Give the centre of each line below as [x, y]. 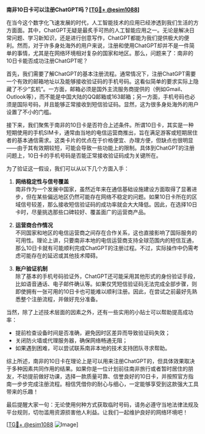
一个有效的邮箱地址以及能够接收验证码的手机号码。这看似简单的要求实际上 [100, 81]
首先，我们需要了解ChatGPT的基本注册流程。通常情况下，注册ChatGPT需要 [101, 74]
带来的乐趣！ [22, 392]
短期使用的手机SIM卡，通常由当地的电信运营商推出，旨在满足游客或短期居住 [102, 133]
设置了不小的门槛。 [31, 112]
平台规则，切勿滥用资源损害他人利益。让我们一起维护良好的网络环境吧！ [97, 412]
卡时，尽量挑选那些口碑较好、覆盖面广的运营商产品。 [82, 212]
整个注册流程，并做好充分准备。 [61, 299]
